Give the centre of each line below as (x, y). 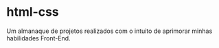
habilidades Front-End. (38, 38)
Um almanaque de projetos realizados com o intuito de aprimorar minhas (109, 31)
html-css (33, 12)
